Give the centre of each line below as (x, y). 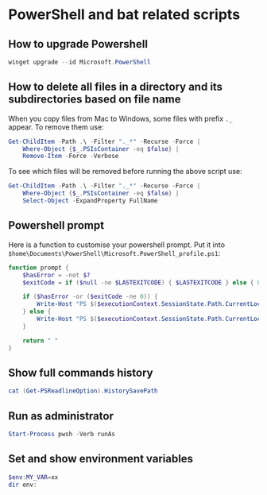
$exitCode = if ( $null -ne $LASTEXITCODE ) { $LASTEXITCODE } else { (138, 282)
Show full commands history (81, 372)
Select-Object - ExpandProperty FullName (90, 201)
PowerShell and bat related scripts (124, 15)
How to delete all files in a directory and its (116, 87)
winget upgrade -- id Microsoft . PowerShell (79, 62)
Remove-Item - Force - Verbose (71, 157)
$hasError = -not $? (56, 275)
